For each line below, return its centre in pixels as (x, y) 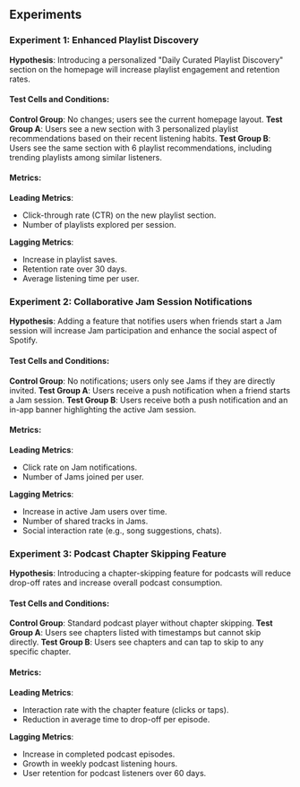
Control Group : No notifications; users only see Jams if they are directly (142, 381)
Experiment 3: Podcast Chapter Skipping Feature (118, 553)
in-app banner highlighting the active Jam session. (103, 409)
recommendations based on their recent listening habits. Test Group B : (140, 138)
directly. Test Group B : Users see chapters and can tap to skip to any (137, 642)
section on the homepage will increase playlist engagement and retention (145, 69)
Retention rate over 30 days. (74, 269)
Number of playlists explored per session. (99, 225)
